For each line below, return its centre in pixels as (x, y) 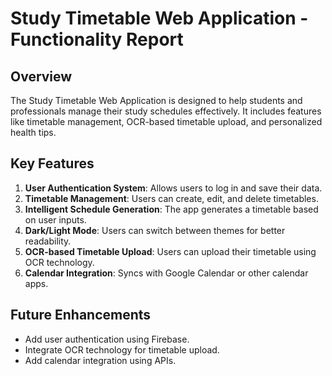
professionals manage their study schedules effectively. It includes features (166, 111)
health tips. (33, 132)
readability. (48, 241)
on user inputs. (55, 219)
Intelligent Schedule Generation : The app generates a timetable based (171, 209)
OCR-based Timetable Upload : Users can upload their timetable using (170, 251)
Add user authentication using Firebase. (107, 339)
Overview (41, 76)
